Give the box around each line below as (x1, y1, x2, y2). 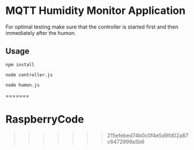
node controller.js (5, 72, 53, 78)
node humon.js (5, 82, 40, 88)
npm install (5, 62, 34, 67)
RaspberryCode (5, 112, 84, 126)
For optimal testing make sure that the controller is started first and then (5, 23, 179, 30)
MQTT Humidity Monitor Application (5, 4, 186, 17)
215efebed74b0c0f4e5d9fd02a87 (107, 132, 189, 139)
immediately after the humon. (5, 29, 77, 36)
